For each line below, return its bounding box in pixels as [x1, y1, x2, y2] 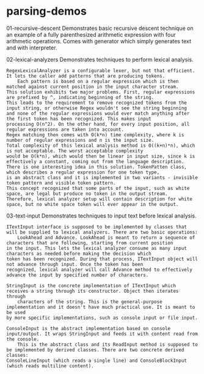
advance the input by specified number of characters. [6, 272, 149, 278]
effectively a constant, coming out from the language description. [6, 158, 184, 164]
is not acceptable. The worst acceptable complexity [6, 148, 144, 154]
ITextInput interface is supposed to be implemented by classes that [6, 224, 188, 230]
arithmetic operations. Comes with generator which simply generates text [6, 37, 191, 45]
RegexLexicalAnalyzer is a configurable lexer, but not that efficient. [6, 67, 195, 74]
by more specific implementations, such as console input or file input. [6, 315, 199, 321]
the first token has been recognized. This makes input [6, 116, 151, 122]
